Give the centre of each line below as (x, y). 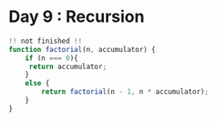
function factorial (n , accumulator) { (82, 49)
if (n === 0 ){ (52, 58)
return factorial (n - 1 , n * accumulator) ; (125, 92)
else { (37, 84)
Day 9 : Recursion (77, 17)
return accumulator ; (67, 66)
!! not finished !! (46, 41)
